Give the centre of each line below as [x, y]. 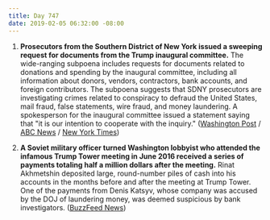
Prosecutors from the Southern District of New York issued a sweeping [141, 46]
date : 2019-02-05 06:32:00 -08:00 [66, 23]
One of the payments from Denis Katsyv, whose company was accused [139, 190]
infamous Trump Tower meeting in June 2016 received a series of [132, 156]
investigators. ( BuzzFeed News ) [73, 207]
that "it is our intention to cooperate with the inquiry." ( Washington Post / [140, 123]
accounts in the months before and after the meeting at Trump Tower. [135, 181]
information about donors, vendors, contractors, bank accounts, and [133, 81]
